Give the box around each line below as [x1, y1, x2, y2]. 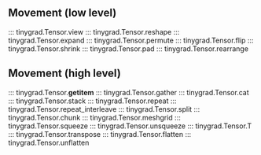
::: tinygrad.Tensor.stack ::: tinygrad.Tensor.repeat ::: [8, 96, 177, 105]
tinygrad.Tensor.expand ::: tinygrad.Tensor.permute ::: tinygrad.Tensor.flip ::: [8, 35, 254, 45]
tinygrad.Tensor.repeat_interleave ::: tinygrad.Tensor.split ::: [8, 104, 200, 113]
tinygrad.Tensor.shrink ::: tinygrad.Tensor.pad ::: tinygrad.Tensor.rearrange [8, 43, 249, 54]
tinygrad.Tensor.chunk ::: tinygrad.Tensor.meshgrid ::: [8, 113, 181, 122]
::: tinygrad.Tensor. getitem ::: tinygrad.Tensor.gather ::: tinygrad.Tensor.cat [8, 87, 249, 97]
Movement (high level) [8, 67, 122, 80]
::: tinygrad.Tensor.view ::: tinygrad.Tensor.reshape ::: [8, 27, 180, 36]
